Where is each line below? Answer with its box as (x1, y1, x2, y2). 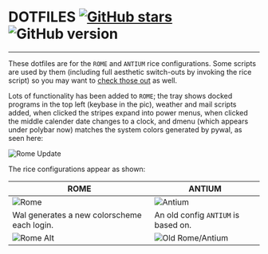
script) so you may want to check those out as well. (8, 76, 178, 85)
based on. (154, 219, 192, 230)
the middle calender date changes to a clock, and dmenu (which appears (8, 116, 249, 126)
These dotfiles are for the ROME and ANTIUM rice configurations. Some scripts (8, 58, 257, 68)
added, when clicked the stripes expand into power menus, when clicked (8, 107, 249, 117)
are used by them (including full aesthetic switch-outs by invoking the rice (8, 67, 252, 76)
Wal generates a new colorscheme (12, 209, 142, 221)
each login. (12, 219, 54, 230)
